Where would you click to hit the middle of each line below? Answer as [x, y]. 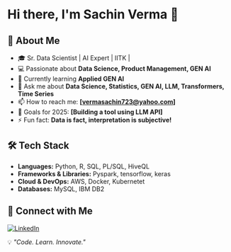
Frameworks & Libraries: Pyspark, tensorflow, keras [94, 173]
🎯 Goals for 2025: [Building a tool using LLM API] [90, 112]
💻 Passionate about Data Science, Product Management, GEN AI [114, 69]
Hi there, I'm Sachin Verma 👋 [93, 15]
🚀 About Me [34, 41]
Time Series [36, 94]
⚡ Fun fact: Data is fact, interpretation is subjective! [95, 120]
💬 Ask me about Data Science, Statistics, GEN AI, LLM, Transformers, [121, 86]
